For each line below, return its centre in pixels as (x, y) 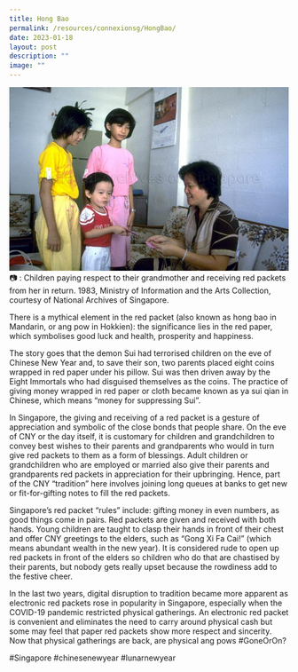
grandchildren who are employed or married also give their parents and (139, 464)
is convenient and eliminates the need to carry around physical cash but (141, 621)
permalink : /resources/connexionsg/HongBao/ (93, 28)
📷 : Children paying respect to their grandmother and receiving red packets (148, 277)
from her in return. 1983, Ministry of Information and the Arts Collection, (140, 290)
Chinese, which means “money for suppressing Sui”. (105, 400)
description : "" (39, 56)
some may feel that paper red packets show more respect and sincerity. (141, 631)
